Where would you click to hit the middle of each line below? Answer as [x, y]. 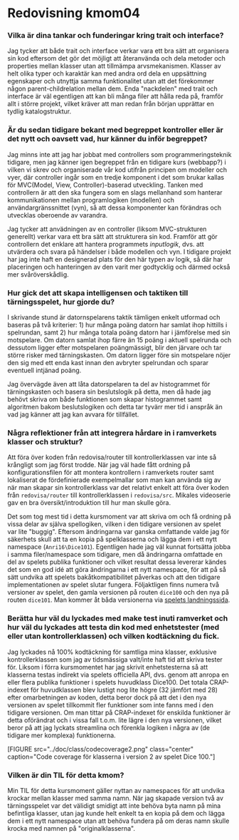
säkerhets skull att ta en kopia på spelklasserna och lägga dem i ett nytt [112, 539]
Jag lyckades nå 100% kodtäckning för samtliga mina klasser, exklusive [112, 652]
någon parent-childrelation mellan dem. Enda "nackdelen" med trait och [113, 89]
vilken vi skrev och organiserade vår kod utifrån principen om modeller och [117, 170]
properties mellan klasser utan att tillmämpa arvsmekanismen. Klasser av [115, 66]
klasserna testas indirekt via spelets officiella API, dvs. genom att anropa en [118, 675]
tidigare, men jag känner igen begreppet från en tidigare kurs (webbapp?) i [117, 162]
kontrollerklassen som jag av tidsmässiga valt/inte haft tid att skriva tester [115, 659]
